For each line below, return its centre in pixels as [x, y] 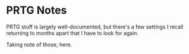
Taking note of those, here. [39, 45]
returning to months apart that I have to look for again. [72, 33]
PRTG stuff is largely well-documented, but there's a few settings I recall [95, 27]
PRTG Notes [37, 10]
